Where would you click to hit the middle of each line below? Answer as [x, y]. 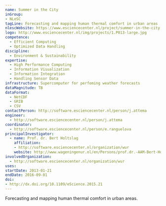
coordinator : [19, 124]
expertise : [16, 60]
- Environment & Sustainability [43, 56]
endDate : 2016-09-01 [26, 175]
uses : [11, 166]
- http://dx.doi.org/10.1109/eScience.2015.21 [54, 184]
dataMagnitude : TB [24, 88]
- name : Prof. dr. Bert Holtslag [44, 138]
